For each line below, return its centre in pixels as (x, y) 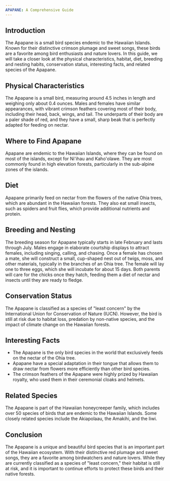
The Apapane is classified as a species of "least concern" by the (73, 308)
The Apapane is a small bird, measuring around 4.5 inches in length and (80, 98)
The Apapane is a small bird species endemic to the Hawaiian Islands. (78, 43)
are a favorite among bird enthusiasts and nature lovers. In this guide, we (81, 53)
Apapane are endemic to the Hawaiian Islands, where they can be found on (84, 154)
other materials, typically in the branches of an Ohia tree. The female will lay (85, 264)
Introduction (25, 31)
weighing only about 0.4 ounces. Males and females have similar (73, 103)
